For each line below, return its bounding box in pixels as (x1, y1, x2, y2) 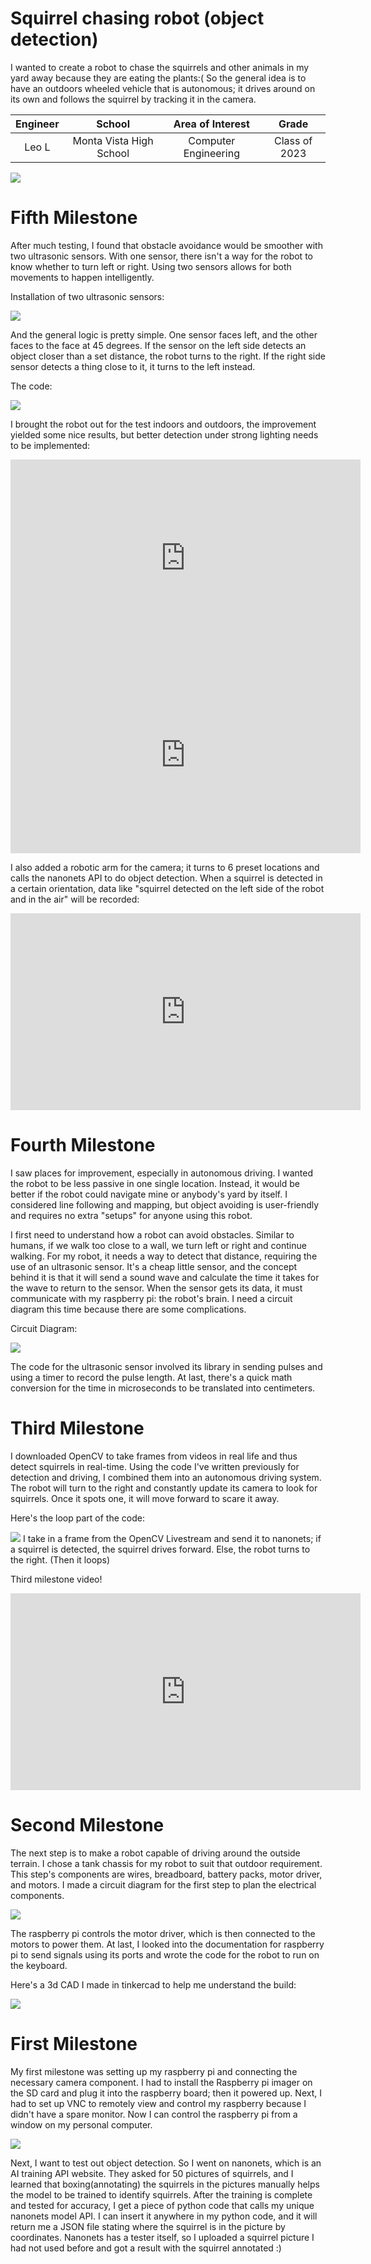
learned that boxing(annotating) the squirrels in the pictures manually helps (10, 2178, 320, 2190)
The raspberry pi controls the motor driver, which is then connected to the (10, 1927, 316, 1939)
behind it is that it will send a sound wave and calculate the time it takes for (10, 1271, 320, 1283)
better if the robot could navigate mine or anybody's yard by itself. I (10, 1188, 288, 1200)
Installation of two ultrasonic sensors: (10, 290, 165, 302)
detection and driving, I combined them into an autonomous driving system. (10, 1471, 322, 1483)
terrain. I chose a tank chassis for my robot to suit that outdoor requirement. (10, 1857, 323, 1869)
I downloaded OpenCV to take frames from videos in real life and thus (10, 1450, 298, 1462)
